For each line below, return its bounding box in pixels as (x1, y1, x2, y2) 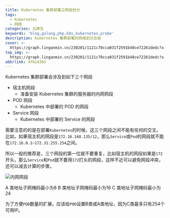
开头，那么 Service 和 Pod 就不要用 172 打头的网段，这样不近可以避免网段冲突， (5, 157, 163, 163)
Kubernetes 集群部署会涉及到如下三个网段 (5, 74, 93, 80)
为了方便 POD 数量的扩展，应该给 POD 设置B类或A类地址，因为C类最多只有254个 (5, 201, 165, 207)
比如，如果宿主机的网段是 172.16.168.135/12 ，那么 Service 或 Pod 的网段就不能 (5, 133, 164, 139)
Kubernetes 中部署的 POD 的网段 (20, 103, 89, 110)
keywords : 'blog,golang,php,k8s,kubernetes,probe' (5, 31, 114, 36)
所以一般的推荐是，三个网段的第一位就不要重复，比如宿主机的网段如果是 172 (5, 151, 163, 157)
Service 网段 (12, 110, 39, 116)
